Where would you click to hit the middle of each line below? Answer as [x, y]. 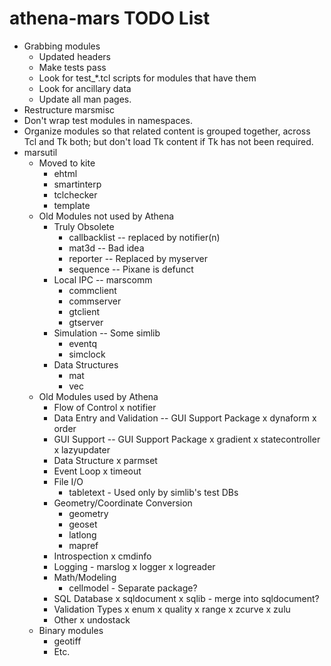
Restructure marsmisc [69, 109]
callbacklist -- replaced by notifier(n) [144, 237]
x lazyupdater [82, 449]
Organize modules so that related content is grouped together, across [167, 131]
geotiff [67, 641]
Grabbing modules [62, 46]
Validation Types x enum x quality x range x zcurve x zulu [172, 609]
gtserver [86, 322]
